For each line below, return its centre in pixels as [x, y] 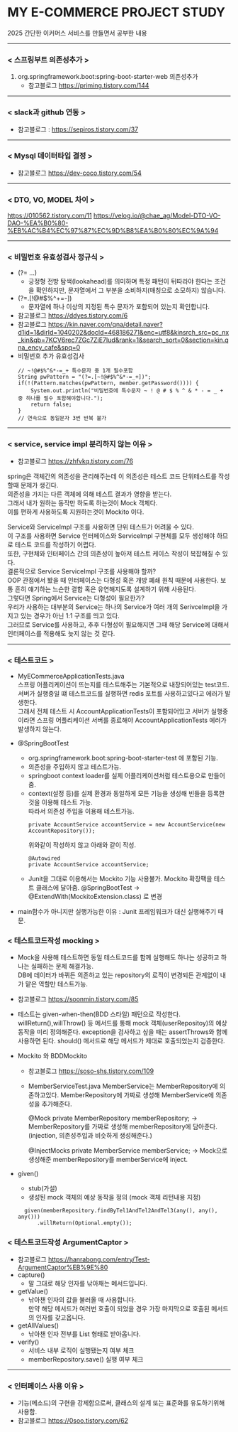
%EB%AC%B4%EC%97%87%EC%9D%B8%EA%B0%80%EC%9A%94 [113, 231]
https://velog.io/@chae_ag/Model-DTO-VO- [157, 216]
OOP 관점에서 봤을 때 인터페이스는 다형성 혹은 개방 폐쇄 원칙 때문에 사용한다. [113, 580]
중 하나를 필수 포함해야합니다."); [61, 399]
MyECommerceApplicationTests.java [71, 677]
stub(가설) [43, 1188]
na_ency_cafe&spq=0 [49, 348]
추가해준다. [57, 1104]
